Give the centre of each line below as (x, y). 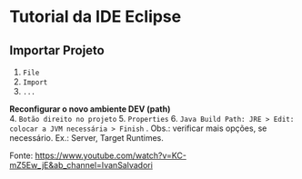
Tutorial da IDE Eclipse (96, 17)
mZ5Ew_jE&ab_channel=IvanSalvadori (81, 165)
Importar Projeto (57, 50)
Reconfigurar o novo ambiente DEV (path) (90, 109)
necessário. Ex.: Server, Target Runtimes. (86, 138)
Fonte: (21, 155)
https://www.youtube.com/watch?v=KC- (111, 155)
